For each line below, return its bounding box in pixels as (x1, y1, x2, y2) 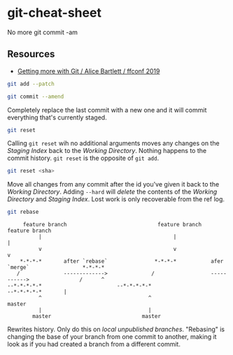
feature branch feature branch (22, 222, 202, 229)
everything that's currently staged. (7, 113, 107, 122)
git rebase (7, 208, 39, 216)
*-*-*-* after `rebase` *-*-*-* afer (20, 258, 224, 265)
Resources (7, 48, 55, 60)
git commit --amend (7, 93, 64, 100)
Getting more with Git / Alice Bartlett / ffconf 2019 (17, 66, 160, 75)
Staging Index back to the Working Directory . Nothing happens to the (7, 147, 207, 155)
